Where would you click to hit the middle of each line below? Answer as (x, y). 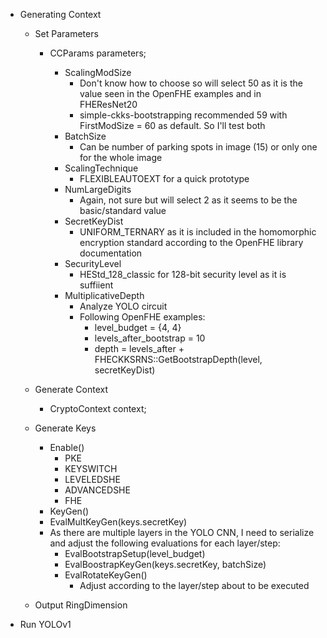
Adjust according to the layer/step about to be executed (194, 585)
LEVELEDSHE (92, 479)
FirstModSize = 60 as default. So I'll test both (172, 125)
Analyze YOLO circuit (123, 306)
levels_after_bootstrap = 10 (150, 338)
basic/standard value (123, 210)
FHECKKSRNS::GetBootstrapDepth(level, (178, 359)
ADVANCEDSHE (97, 490)
